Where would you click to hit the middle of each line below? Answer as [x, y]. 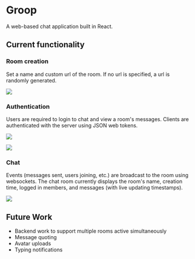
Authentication [28, 106]
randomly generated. [31, 80]
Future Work [29, 217]
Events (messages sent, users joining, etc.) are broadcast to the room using [97, 175]
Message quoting [36, 237]
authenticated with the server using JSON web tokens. [72, 125]
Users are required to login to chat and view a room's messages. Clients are [97, 119]
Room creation [27, 61]
